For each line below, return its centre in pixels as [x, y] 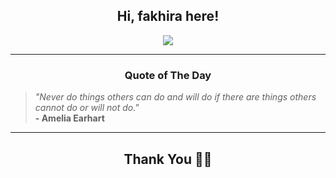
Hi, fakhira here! [168, 16]
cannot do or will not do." [87, 108]
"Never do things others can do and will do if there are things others [175, 97]
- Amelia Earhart [69, 118]
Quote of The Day [168, 75]
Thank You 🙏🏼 [168, 159]
